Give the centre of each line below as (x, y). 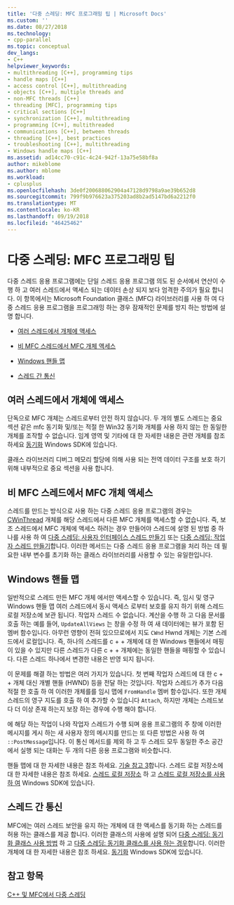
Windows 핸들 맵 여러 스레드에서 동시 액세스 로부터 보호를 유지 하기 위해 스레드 (116, 606)
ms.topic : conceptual (39, 46)
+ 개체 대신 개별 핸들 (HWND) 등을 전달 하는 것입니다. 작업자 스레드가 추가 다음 (116, 682)
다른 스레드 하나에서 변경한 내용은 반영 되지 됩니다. (85, 659)
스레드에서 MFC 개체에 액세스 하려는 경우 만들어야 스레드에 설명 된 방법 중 (116, 529)
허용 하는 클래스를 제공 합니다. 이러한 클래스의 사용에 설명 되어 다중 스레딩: (109, 834)
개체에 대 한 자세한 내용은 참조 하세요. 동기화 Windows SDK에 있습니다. (105, 852)
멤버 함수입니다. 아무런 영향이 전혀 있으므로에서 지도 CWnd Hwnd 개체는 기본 (111, 633)
